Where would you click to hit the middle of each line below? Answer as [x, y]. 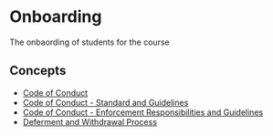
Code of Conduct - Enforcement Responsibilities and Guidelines [143, 112]
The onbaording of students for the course [90, 42]
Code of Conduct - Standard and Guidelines [105, 102]
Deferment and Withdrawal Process [90, 121]
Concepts [38, 71]
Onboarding [56, 17]
